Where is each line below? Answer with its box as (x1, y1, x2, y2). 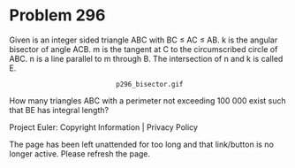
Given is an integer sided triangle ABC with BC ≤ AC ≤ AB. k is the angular (9, 34, 278, 45)
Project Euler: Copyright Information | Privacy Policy (9, 121, 199, 133)
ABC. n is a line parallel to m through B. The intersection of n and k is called (9, 53, 284, 64)
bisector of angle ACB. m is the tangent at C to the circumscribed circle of (9, 43, 278, 54)
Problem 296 (9, 5, 106, 26)
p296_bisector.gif (116, 80, 184, 88)
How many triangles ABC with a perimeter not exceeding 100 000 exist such (9, 95, 287, 106)
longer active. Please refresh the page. (9, 148, 151, 159)
